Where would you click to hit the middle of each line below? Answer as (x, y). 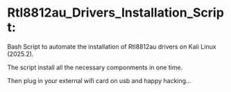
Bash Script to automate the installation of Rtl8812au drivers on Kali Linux (112, 46)
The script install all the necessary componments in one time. (95, 67)
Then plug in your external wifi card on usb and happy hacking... (100, 80)
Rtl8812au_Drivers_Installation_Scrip (115, 13)
